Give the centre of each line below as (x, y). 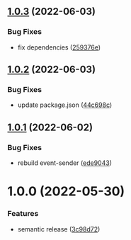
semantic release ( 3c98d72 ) (59, 229)
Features (23, 214)
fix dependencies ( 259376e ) (59, 47)
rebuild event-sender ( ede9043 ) (64, 163)
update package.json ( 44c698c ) (65, 105)
